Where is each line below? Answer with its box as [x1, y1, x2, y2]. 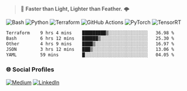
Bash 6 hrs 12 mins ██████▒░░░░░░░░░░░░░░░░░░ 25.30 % [6, 35, 175, 41]
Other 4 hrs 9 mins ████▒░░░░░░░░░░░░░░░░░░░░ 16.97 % [6, 41, 175, 47]
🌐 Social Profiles [6, 65, 55, 73]
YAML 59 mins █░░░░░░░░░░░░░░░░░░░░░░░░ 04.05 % [6, 52, 175, 58]
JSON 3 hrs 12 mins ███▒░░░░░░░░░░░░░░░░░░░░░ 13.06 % [6, 46, 175, 52]
